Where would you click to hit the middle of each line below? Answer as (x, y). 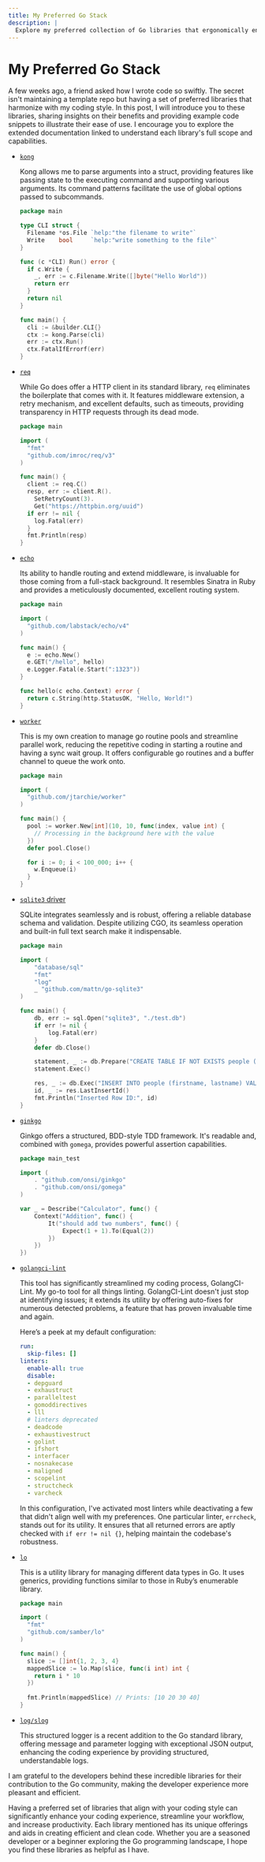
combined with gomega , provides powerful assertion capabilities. (123, 1144)
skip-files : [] (52, 1354)
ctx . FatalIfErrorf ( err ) (66, 349)
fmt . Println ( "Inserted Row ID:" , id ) (96, 1098)
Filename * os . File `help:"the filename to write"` (112, 233)
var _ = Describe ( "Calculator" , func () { (89, 1209)
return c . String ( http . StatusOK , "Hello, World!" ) (110, 698)
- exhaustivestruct (59, 1434)
